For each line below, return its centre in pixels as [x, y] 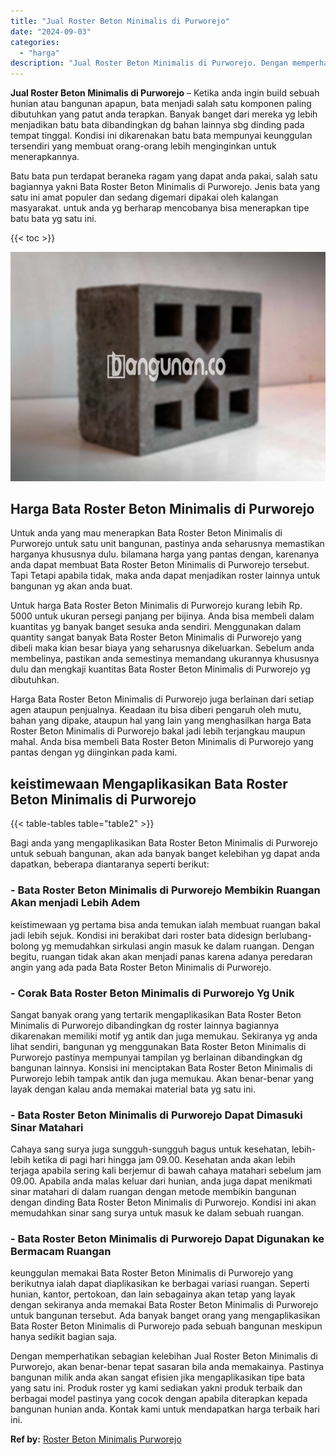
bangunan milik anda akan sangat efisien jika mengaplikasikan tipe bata [158, 1377]
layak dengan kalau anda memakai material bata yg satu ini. [133, 1089]
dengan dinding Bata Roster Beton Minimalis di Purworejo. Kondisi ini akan [163, 1202]
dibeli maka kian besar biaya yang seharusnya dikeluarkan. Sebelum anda [162, 648]
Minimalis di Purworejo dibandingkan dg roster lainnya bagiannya [145, 1025]
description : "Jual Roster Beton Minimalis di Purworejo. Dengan [149, 63]
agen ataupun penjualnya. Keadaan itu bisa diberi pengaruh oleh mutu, [156, 710]
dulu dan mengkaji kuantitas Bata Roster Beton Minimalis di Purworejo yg [160, 669]
